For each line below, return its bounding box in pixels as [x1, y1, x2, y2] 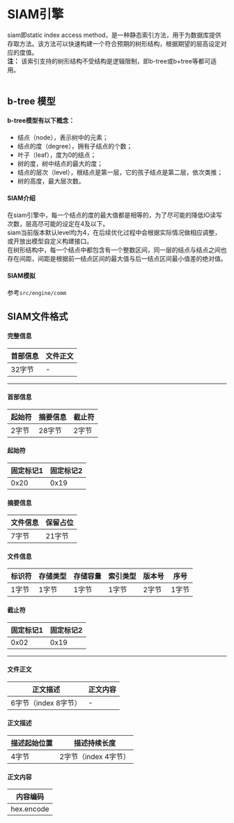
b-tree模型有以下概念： [7, 116, 75, 124]
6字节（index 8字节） [10, 698, 81, 708]
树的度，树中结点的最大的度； [17, 159, 103, 167]
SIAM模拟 [7, 271, 36, 280]
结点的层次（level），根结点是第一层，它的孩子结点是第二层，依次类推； [17, 168, 224, 176]
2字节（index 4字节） [59, 751, 130, 761]
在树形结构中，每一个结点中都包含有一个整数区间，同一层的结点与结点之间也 [7, 246, 227, 254]
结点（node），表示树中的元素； [17, 133, 109, 142]
